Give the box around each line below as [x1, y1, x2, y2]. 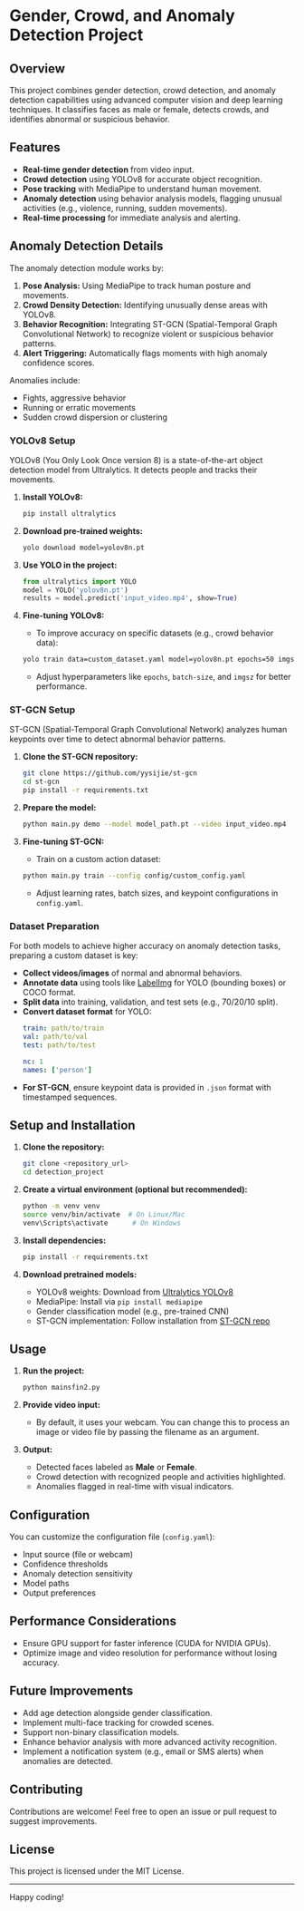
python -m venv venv [22, 1202, 100, 1211]
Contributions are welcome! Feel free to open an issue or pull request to [9, 1806, 278, 1817]
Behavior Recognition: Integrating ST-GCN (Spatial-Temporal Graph [22, 318, 278, 329]
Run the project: [22, 1365, 85, 1376]
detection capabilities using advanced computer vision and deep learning [9, 94, 283, 105]
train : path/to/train [22, 1023, 104, 1033]
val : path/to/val [22, 1033, 89, 1042]
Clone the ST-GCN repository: [22, 752, 138, 762]
